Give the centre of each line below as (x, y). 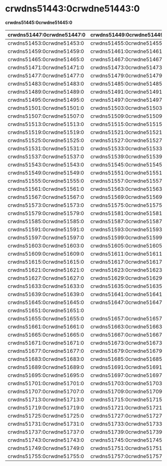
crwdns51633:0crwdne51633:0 (46, 286)
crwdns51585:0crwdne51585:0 (46, 221)
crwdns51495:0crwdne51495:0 (46, 100)
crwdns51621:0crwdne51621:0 (46, 270)
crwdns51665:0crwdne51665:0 (46, 334)
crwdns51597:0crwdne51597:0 (46, 237)
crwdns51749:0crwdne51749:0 (46, 448)
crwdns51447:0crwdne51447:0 (47, 34)
